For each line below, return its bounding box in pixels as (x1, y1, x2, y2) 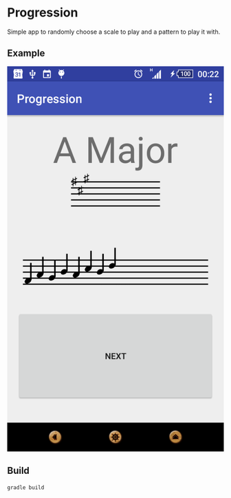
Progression (7, 5, 78, 21)
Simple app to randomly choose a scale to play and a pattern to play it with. (7, 28, 221, 36)
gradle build (7, 484, 45, 491)
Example (7, 47, 45, 59)
